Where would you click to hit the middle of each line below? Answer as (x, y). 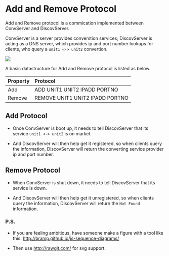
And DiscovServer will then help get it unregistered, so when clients (83, 198)
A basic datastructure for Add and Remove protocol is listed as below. (78, 68)
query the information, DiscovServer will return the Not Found (76, 203)
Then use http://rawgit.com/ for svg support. (59, 248)
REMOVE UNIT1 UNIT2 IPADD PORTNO (82, 98)
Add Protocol (26, 116)
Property (19, 81)
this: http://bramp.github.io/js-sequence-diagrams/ (66, 238)
